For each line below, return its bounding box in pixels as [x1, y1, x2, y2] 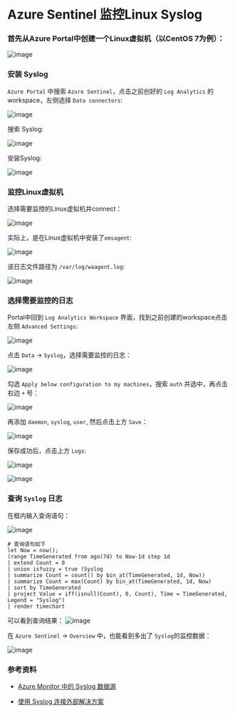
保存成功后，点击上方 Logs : [7, 446, 87, 455]
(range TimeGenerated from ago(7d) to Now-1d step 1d [7, 553, 171, 560]
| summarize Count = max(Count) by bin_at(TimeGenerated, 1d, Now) [7, 578, 212, 585]
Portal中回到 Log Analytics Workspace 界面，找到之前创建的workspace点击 [7, 313, 228, 322]
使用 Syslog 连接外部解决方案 [17, 697, 105, 705]
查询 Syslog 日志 [7, 494, 63, 504]
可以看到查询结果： [7, 616, 64, 625]
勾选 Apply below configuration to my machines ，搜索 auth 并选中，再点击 [7, 380, 228, 389]
